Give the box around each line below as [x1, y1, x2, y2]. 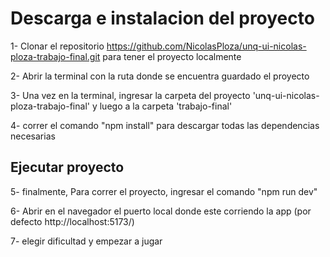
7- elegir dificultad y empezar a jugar [10, 235, 163, 247]
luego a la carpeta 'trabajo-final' [99, 100, 233, 112]
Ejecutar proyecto [10, 159, 125, 176]
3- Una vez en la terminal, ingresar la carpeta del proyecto [10, 89, 251, 101]
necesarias [10, 130, 56, 142]
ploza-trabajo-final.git [10, 50, 101, 62]
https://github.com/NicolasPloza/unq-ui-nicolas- [106, 40, 307, 52]
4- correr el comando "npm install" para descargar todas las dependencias [10, 119, 320, 131]
